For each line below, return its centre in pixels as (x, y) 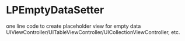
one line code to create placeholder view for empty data (74, 26)
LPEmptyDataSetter (55, 10)
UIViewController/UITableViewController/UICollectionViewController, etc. (93, 32)
